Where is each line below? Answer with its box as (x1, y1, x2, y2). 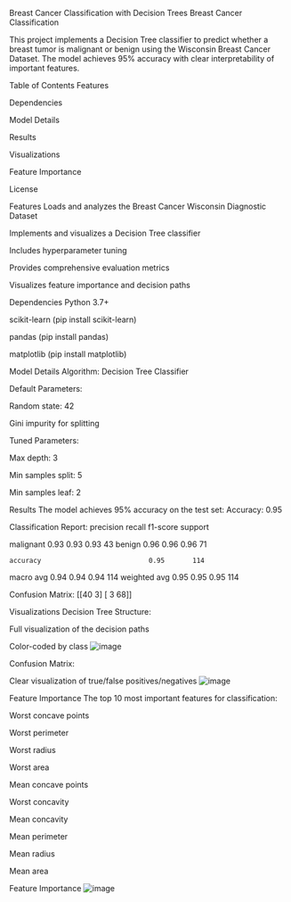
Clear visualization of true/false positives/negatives (9, 675, 198, 686)
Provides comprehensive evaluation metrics (9, 262, 170, 273)
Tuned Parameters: (9, 435, 79, 445)
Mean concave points (9, 780, 89, 790)
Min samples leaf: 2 (9, 487, 82, 498)
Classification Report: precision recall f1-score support (9, 522, 209, 532)
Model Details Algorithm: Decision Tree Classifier (9, 366, 190, 377)
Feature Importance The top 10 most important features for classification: (9, 693, 278, 703)
